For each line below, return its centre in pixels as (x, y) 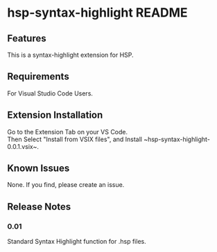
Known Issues (38, 169)
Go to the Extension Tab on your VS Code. (68, 132)
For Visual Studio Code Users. (50, 93)
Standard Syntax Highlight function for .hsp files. (77, 242)
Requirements (38, 76)
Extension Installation (55, 115)
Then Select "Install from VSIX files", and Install (75, 139)
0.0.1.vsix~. (23, 146)
